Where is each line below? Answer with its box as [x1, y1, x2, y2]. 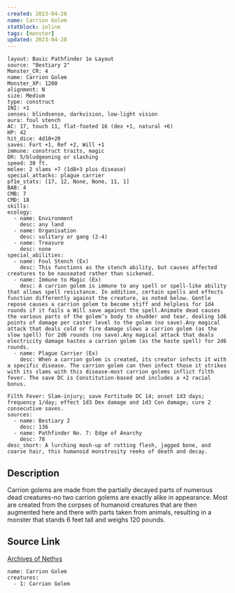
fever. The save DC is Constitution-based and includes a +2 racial [7, 374, 211, 382]
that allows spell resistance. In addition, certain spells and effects [7, 289, 224, 296]
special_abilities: [7, 252, 64, 259]
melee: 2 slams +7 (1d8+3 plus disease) [7, 166, 127, 173]
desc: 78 [20, 436, 45, 443]
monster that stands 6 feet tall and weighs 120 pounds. [7, 515, 166, 524]
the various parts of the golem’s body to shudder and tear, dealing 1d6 [7, 313, 227, 320]
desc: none [20, 246, 52, 253]
